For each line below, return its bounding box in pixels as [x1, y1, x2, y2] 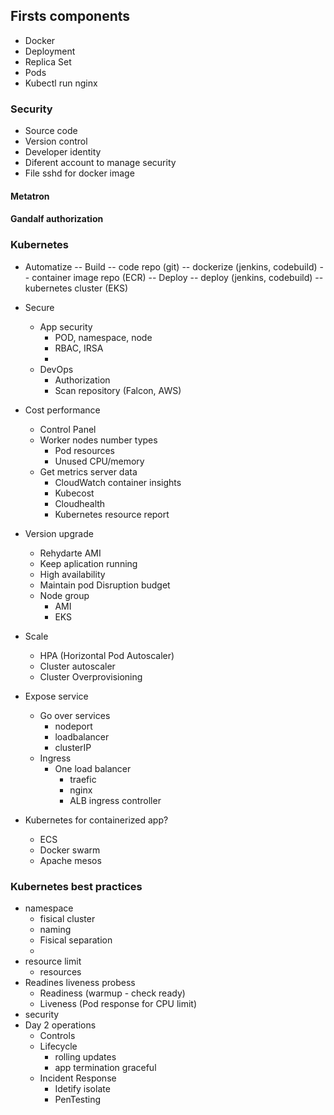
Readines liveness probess [24, 976, 136, 988]
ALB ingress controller [69, 794, 162, 806]
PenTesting [54, 1093, 102, 1105]
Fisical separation [39, 934, 113, 946]
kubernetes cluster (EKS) [24, 282, 129, 294]
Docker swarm [39, 844, 101, 856]
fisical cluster [39, 912, 96, 924]
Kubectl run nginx [24, 77, 98, 89]
